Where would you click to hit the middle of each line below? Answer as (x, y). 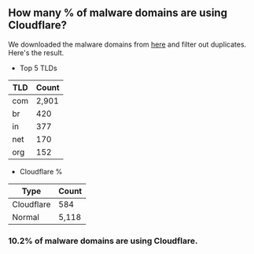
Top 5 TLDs (38, 68)
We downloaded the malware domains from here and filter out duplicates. (127, 44)
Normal (26, 217)
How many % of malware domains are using (118, 13)
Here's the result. (36, 52)
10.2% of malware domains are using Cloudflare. (103, 241)
